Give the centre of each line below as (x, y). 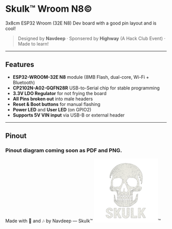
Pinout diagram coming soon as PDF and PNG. (64, 150)
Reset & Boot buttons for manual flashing (57, 104)
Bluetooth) (24, 82)
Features (20, 65)
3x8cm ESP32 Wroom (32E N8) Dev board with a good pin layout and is (81, 23)
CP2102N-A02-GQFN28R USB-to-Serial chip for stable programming (86, 88)
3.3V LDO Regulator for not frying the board (59, 93)
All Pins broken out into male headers (53, 99)
